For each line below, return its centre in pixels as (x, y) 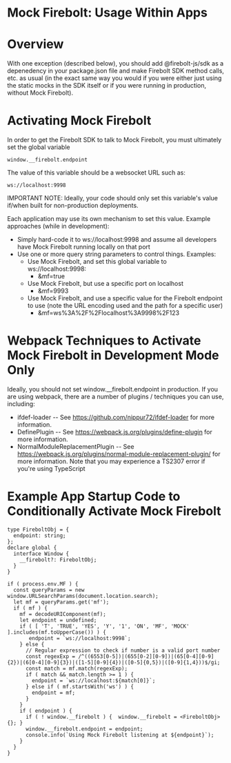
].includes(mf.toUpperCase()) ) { (57, 632)
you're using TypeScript (51, 469)
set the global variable (39, 147)
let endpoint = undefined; (58, 620)
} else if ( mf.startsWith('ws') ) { (80, 686)
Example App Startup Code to (94, 497)
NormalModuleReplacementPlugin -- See (76, 446)
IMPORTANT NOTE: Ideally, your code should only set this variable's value (113, 198)
